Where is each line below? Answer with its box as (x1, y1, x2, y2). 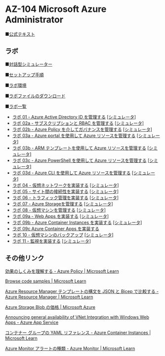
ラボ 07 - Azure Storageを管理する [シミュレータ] (12, 201, 113, 207)
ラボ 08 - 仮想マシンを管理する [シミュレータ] (12, 207, 106, 213)
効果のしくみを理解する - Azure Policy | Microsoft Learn (5, 268, 120, 274)
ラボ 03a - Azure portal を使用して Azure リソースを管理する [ (12, 133, 139, 139)
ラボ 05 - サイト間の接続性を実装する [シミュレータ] (12, 188, 119, 194)
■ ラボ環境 (5, 82, 27, 88)
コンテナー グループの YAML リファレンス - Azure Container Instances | (5, 329, 151, 336)
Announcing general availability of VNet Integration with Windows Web (5, 314, 150, 320)
